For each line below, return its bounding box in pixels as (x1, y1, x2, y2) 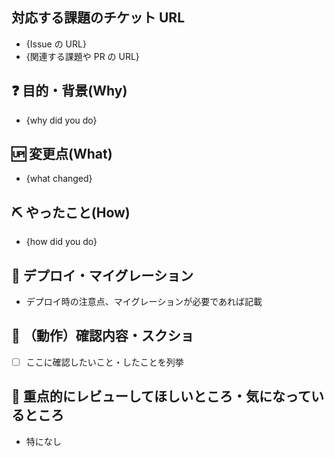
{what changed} (25, 173, 93, 185)
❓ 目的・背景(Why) (11, 83, 128, 100)
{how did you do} (25, 236, 98, 248)
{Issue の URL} (25, 38, 87, 50)
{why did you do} (25, 114, 98, 126)
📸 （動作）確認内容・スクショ (11, 328, 194, 345)
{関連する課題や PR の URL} (25, 50, 140, 62)
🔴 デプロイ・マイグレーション (11, 267, 194, 284)
